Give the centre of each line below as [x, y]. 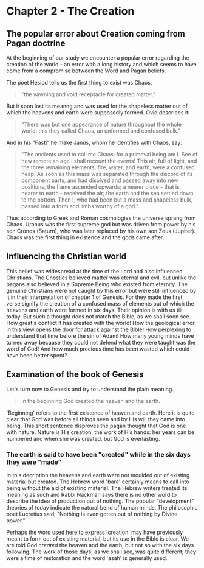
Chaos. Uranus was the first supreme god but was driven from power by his [101, 224]
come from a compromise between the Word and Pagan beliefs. [86, 71]
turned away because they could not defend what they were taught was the [101, 342]
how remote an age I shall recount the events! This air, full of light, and [109, 161]
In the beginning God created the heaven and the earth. [91, 401]
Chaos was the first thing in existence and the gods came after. [85, 237]
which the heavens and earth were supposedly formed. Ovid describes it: [98, 113]
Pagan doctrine [36, 43]
